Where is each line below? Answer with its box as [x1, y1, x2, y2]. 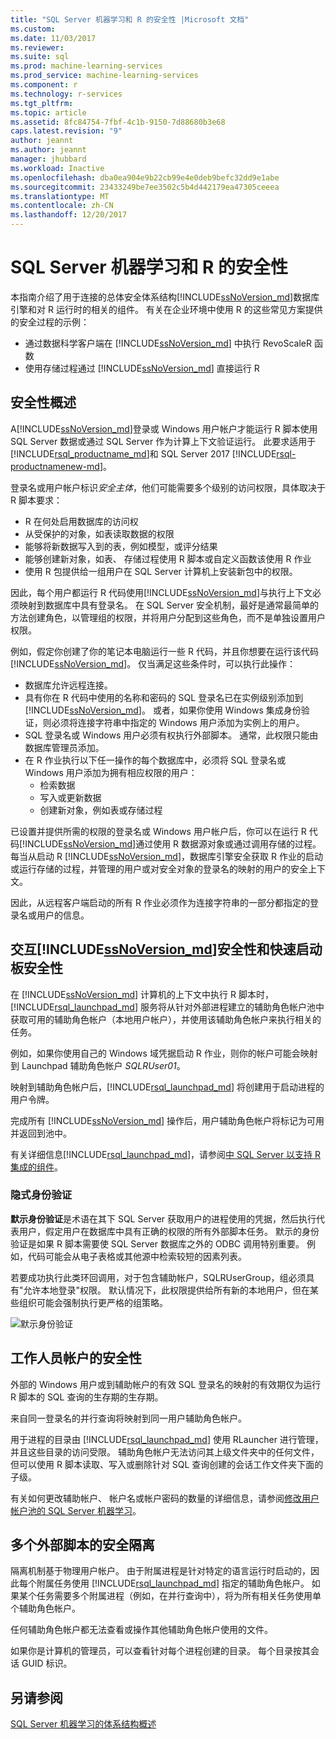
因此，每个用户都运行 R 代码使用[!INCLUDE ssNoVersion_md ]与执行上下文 [10, 586, 313, 598]
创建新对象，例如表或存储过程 [39, 804, 163, 816]
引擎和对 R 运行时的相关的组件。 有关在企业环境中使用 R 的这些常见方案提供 [10, 303, 323, 315]
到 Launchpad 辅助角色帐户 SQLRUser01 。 [10, 1059, 186, 1071]
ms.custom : [10, 24, 56, 34]
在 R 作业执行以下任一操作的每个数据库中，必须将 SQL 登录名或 [24, 754, 287, 766]
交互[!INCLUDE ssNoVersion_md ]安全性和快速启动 [10, 941, 323, 958]
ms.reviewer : [10, 42, 65, 53]
